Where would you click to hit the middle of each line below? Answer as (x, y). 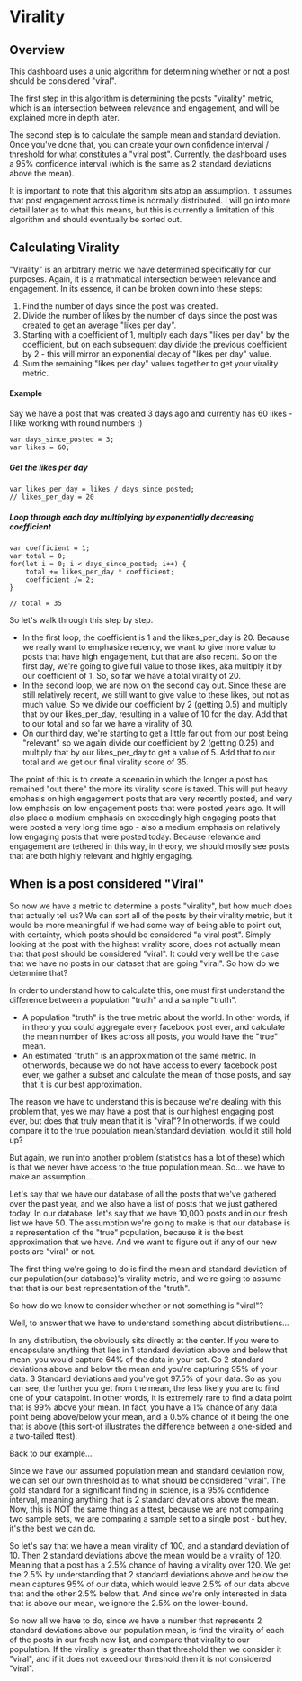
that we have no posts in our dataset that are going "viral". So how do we (144, 963)
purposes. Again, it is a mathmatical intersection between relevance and (143, 279)
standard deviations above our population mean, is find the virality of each (147, 1630)
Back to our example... (51, 1453)
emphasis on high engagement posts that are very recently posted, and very (151, 798)
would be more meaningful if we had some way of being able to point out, (146, 925)
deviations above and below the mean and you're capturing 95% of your (143, 1369)
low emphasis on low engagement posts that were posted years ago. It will (147, 808)
